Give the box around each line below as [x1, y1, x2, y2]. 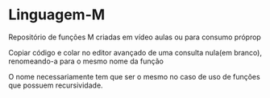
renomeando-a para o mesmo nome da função [8, 56, 164, 66]
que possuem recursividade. [8, 80, 103, 90]
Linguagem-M [8, 6, 106, 24]
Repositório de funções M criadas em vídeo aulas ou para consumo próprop [8, 32, 262, 42]
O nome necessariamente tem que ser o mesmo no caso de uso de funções [8, 71, 260, 81]
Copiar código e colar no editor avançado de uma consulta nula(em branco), [8, 47, 262, 57]
